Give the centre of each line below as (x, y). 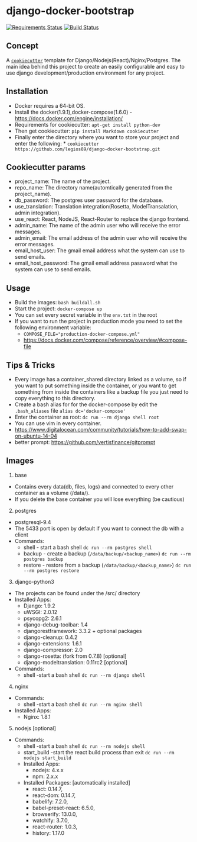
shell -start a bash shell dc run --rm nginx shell (83, 704)
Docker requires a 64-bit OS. (50, 105)
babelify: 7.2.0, (50, 801)
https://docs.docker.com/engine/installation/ (69, 118)
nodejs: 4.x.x (48, 770)
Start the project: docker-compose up (58, 308)
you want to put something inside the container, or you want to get (95, 385)
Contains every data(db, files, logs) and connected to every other (94, 486)
